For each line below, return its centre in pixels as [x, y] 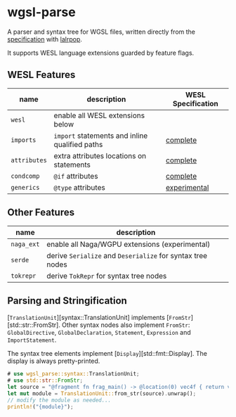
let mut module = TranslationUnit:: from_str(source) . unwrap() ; [102, 394]
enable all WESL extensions [99, 115]
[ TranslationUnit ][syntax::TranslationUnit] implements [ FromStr [99, 318]
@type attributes [79, 187]
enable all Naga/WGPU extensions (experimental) [129, 244]
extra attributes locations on [100, 155]
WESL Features [41, 75]
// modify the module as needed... [59, 400]
